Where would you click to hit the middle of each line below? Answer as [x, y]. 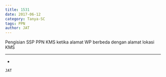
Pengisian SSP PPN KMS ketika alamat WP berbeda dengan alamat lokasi [80, 42]
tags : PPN [15, 23]
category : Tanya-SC [25, 19]
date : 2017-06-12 [23, 14]
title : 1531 [17, 10]
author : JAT [17, 28]
